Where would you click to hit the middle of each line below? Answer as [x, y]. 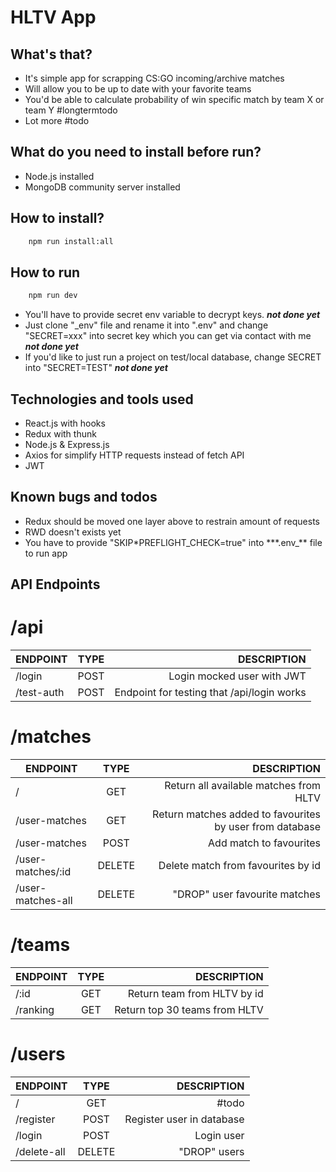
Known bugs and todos [84, 497]
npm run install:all [71, 241]
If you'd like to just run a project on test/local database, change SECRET [173, 357]
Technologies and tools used [102, 399]
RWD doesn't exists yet [73, 532]
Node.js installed [59, 176]
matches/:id [43, 872]
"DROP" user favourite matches [246, 894]
